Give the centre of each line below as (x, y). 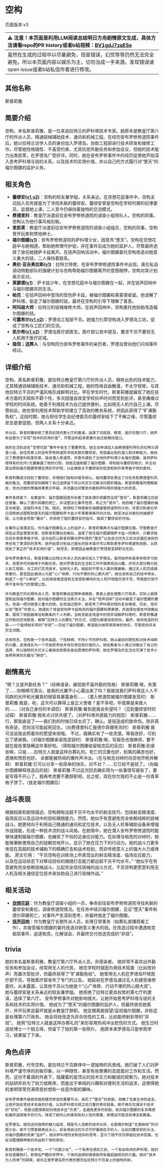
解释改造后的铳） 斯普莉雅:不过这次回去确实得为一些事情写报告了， (85, 770)
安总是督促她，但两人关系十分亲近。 (41, 423)
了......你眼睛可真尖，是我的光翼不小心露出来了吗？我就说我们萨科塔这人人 (79, 691)
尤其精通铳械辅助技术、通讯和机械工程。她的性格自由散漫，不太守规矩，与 (80, 386)
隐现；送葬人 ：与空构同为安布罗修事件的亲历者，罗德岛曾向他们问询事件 (85, 344)
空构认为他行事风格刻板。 (38, 221)
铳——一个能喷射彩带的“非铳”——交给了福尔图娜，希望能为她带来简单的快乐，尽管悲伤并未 (81, 625)
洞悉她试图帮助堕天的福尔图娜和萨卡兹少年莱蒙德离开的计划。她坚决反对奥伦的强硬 (79, 513)
